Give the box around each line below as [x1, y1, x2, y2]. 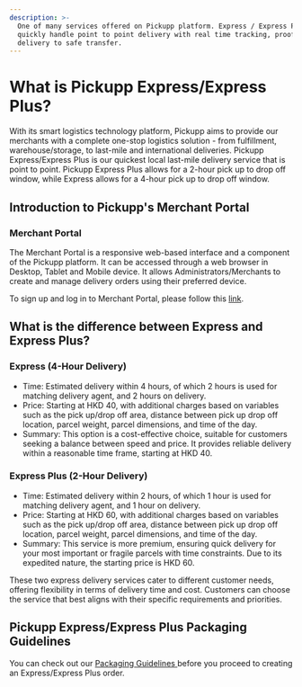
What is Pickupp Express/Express [9, 77, 267, 97]
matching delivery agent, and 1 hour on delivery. [22, 500, 200, 511]
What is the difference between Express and [9, 319, 263, 335]
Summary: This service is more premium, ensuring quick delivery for [22, 538, 277, 549]
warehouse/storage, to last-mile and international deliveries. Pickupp [9, 145, 264, 156]
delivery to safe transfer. [17, 38, 123, 48]
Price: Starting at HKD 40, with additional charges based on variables [22, 399, 280, 410]
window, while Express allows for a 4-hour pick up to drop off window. [9, 174, 270, 184]
